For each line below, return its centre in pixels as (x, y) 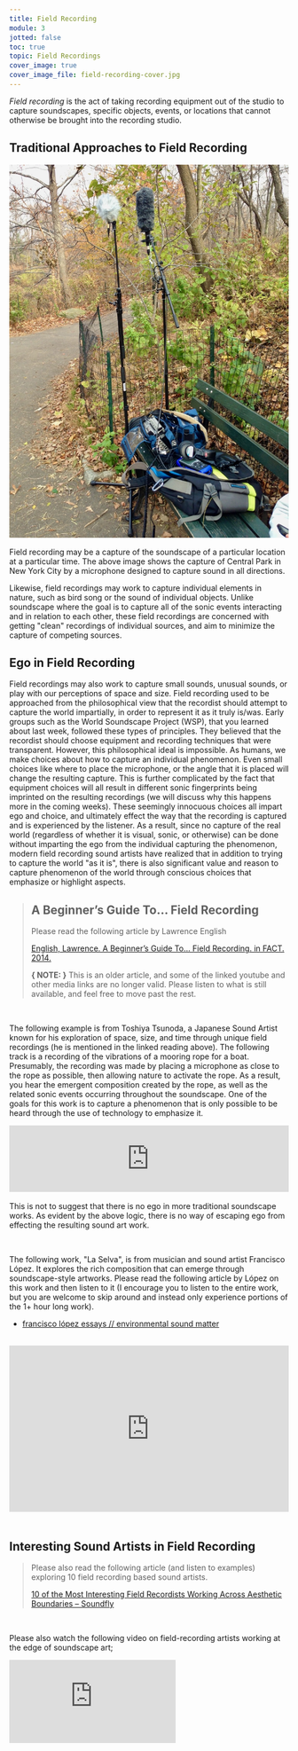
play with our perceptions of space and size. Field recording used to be (140, 694)
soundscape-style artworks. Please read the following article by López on (144, 1278)
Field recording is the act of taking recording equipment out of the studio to (147, 101)
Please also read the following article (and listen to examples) (143, 1567)
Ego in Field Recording (72, 662)
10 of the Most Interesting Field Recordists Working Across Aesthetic (156, 1594)
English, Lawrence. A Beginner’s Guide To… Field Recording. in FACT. (157, 948)
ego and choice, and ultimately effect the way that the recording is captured (148, 816)
